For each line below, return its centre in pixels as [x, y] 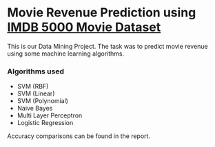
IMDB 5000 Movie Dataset [84, 27]
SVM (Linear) [36, 93]
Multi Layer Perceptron [50, 115]
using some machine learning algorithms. [66, 54]
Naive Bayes [35, 109]
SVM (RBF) [33, 87]
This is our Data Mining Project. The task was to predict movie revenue [107, 46]
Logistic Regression [45, 123]
